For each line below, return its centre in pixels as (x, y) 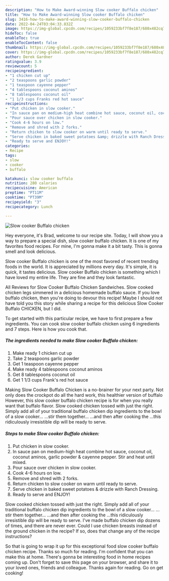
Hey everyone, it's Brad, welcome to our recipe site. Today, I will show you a (84, 235)
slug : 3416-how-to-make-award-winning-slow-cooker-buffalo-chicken (77, 19)
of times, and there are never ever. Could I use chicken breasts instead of (81, 526)
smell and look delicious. (31, 251)
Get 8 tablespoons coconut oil (44, 375)
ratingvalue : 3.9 (23, 62)
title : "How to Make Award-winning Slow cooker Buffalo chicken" (75, 15)
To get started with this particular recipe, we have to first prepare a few (79, 318)
